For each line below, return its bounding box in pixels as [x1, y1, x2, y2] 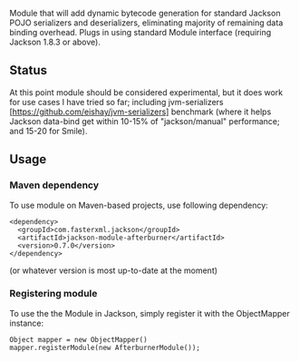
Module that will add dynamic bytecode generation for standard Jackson [9, 8, 281, 18]
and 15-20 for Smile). [9, 125, 88, 136]
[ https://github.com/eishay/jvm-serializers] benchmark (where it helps [9, 106, 272, 117]
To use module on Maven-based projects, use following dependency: [9, 200, 269, 210]
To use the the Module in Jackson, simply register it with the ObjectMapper [9, 307, 290, 318]
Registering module [9, 288, 98, 300]
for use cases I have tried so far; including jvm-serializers [9, 96, 224, 107]
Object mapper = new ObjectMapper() [9, 335, 148, 344]
